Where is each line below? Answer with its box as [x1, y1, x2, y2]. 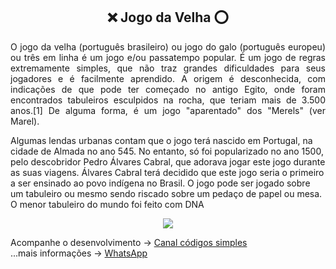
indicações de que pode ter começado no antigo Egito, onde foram [10, 83, 326, 95]
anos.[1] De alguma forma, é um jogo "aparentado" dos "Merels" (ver [10, 104, 326, 116]
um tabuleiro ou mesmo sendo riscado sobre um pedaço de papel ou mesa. [10, 187, 323, 199]
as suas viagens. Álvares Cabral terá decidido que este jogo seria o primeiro [10, 166, 325, 178]
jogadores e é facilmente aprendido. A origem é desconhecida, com [10, 72, 326, 84]
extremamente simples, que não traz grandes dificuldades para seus [10, 62, 326, 74]
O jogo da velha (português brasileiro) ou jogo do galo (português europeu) [10, 40, 326, 53]
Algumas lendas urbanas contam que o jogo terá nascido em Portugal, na [10, 134, 313, 146]
